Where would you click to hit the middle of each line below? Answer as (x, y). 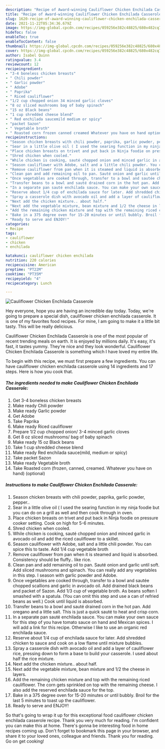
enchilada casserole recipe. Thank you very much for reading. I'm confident (82, 721)
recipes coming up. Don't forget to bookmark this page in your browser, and (82, 731)
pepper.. (21, 502)
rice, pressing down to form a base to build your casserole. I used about (85, 654)
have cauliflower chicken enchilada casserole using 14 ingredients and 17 (79, 367)
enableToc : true (22, 37)
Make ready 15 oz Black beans (43, 442)
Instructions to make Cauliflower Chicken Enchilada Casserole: (71, 484)
